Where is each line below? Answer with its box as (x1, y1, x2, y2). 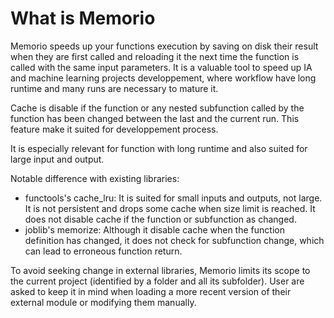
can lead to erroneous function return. (24, 245, 183, 257)
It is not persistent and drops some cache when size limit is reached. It (24, 202, 316, 214)
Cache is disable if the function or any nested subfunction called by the (10, 102, 305, 114)
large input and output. (10, 153, 105, 165)
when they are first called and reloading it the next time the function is (10, 50, 300, 62)
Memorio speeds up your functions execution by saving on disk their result (10, 40, 319, 52)
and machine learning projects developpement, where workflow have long (10, 72, 317, 84)
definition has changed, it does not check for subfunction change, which (24, 234, 325, 246)
